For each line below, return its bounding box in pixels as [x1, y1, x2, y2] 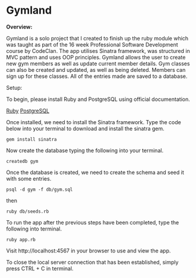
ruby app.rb [6, 236, 36, 242]
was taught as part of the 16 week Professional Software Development [6, 41, 178, 48]
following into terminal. [6, 225, 62, 232]
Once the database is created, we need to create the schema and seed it [6, 169, 184, 176]
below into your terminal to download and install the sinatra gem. [6, 125, 165, 132]
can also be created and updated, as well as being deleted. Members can [6, 66, 186, 73]
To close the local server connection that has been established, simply [6, 258, 179, 266]
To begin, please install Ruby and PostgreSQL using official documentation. [6, 96, 190, 103]
